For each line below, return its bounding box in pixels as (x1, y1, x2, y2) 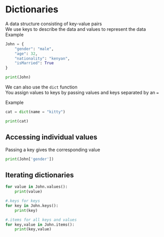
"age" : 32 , (14, 51, 38, 56)
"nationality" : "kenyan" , (14, 56, 70, 61)
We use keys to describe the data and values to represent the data (5, 26, 147, 32)
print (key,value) (14, 227, 52, 232)
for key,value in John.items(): (5, 222, 75, 227)
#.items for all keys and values (5, 217, 77, 222)
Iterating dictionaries (5, 171, 74, 179)
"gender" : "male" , (14, 46, 54, 51)
